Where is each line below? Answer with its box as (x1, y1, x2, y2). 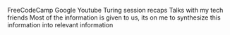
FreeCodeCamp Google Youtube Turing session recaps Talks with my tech (7, 6, 224, 14)
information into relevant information (7, 21, 114, 29)
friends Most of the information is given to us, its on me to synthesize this (7, 13, 221, 22)
